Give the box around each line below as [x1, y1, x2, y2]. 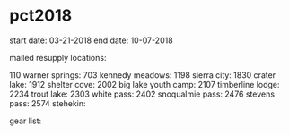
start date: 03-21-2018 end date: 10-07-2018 [9, 35, 173, 46]
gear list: [9, 115, 42, 126]
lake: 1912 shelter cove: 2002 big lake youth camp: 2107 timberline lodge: [9, 79, 280, 89]
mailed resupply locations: [9, 52, 107, 63]
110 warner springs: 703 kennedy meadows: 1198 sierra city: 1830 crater [9, 69, 276, 80]
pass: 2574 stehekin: [9, 97, 87, 108]
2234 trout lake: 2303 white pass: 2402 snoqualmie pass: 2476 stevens [9, 89, 276, 99]
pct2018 [9, 5, 73, 26]
